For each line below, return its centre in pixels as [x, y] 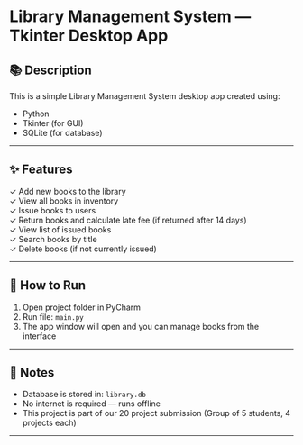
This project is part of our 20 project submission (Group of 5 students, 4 [156, 413]
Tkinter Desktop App [89, 36]
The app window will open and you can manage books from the [141, 326]
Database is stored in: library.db [84, 395]
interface [39, 336]
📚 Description [50, 70]
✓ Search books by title [53, 239]
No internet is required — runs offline [91, 404]
